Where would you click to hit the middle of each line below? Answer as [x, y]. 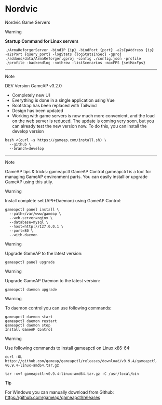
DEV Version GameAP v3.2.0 [33, 85]
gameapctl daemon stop [28, 325]
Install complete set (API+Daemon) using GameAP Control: [63, 200]
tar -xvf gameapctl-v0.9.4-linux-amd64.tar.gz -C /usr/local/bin [72, 374]
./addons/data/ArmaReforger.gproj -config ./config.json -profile [73, 58]
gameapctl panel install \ [32, 210]
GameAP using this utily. [29, 182]
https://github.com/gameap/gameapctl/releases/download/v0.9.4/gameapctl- [82, 361]
